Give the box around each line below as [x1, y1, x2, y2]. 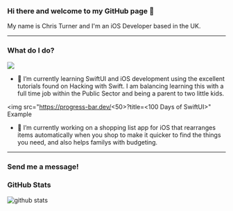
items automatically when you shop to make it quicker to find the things [17, 131, 221, 139]
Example [7, 110, 33, 118]
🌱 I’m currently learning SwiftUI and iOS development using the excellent [17, 74, 225, 82]
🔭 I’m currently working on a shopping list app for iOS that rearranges [17, 123, 216, 131]
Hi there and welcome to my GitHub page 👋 [7, 6, 155, 16]
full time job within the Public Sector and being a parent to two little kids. [17, 89, 225, 98]
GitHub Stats [7, 180, 51, 190]
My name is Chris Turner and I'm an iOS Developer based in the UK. [7, 22, 201, 30]
